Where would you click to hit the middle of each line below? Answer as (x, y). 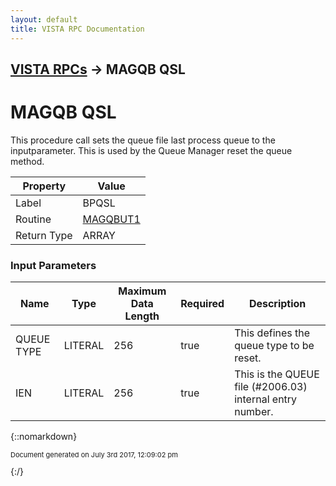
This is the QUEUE (277, 374)
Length (142, 316)
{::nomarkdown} (44, 437)
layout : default (44, 19)
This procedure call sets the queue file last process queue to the (143, 140)
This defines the (272, 333)
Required (202, 304)
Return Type (44, 235)
